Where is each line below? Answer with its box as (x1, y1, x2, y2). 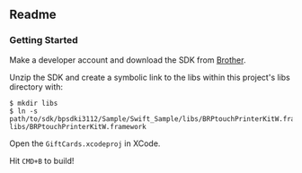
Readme (9, 7, 57, 22)
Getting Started (9, 34, 78, 47)
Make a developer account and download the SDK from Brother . (9, 54, 246, 65)
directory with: (9, 81, 64, 92)
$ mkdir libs (9, 99, 58, 108)
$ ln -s (9, 107, 39, 116)
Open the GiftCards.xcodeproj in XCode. (9, 138, 161, 149)
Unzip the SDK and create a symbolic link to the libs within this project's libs (9, 72, 290, 82)
